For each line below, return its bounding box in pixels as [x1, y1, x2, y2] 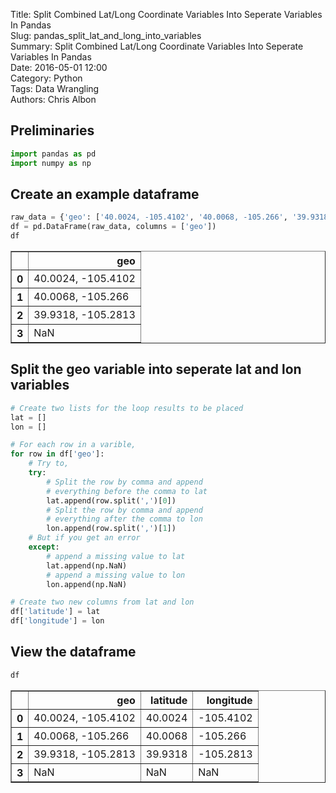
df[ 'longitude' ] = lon [10, 616, 105, 626]
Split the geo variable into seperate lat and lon [10, 361, 302, 378]
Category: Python [10, 72, 83, 84]
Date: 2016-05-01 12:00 [10, 62, 108, 73]
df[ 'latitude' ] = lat [10, 607, 101, 617]
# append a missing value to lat [46, 551, 186, 561]
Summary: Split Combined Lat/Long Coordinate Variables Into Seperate [10, 40, 304, 52]
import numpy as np [10, 158, 92, 168]
